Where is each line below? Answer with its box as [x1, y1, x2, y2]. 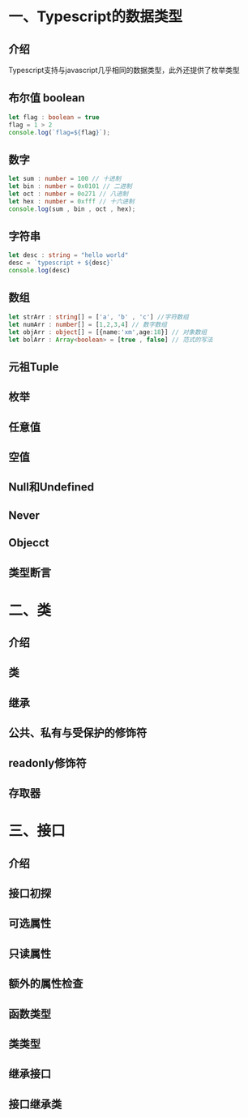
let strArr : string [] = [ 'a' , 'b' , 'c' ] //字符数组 [8, 313, 189, 321]
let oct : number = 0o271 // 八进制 [8, 190, 129, 198]
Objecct [8, 536, 50, 550]
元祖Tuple [8, 360, 59, 374]
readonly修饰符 [8, 756, 87, 770]
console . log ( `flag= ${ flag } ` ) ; [8, 128, 111, 136]
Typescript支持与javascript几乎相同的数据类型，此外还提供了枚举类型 [8, 66, 241, 75]
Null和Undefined [8, 480, 95, 495]
